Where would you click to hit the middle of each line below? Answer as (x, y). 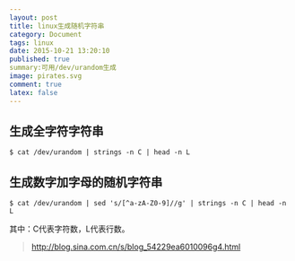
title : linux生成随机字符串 (57, 26)
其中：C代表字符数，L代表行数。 (69, 229)
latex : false (34, 92)
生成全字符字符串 (56, 131)
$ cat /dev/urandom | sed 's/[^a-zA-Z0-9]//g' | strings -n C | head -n (148, 204)
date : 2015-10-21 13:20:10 (60, 51)
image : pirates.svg (46, 76)
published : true (39, 59)
